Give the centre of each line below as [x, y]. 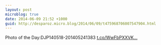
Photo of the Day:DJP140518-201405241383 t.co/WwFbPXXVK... [71, 38]
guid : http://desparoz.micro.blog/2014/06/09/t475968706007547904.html [80, 23]
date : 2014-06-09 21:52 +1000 [36, 19]
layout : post [19, 10]
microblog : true [22, 14]
